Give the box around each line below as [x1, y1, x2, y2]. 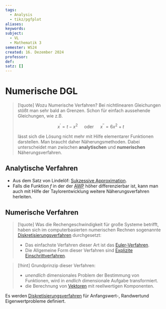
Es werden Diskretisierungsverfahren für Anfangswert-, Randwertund [5, 293, 149, 299]
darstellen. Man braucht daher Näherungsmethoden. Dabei [17, 138, 140, 144]
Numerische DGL [5, 85, 78, 97]
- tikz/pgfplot [10, 17, 42, 22]
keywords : [5, 26, 26, 31]
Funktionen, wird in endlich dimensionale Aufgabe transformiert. [25, 278, 158, 284]
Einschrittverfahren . [25, 253, 66, 259]
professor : [5, 54, 28, 60]
